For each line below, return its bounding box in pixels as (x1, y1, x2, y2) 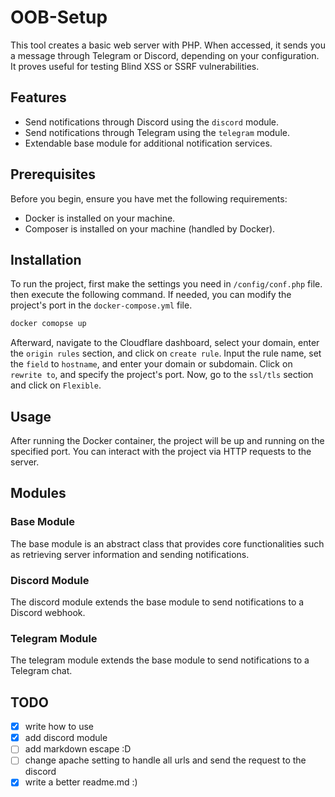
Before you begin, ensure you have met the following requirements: (10, 192, 288, 205)
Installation (10, 251, 82, 268)
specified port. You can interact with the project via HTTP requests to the (10, 446, 312, 458)
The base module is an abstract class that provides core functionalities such (10, 537, 325, 550)
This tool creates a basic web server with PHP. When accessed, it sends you (10, 39, 326, 51)
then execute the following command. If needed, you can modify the (10, 289, 292, 301)
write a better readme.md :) (24, 776, 138, 788)
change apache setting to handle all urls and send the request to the (24, 754, 307, 766)
